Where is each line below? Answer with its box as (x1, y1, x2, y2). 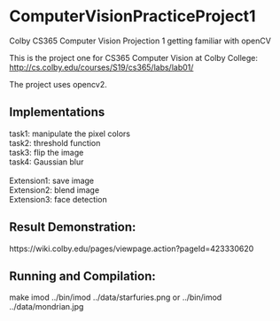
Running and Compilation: (9, 268, 157, 284)
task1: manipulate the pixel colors (9, 128, 131, 139)
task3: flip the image (9, 147, 84, 157)
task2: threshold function (9, 137, 101, 148)
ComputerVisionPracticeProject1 (9, 6, 256, 27)
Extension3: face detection (9, 194, 108, 204)
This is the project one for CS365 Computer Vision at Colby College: (9, 52, 259, 63)
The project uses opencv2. (9, 79, 108, 89)
